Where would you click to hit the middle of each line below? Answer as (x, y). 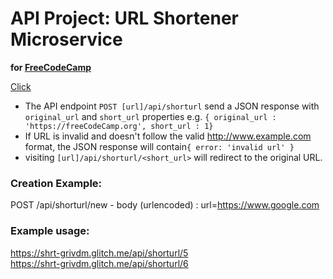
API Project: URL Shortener (124, 18)
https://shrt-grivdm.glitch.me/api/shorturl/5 (99, 253)
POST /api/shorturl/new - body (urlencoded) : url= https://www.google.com (165, 205)
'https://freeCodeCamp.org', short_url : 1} (119, 126)
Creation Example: (56, 183)
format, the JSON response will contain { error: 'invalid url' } (159, 146)
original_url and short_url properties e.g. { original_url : (150, 116)
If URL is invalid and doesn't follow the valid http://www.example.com (168, 136)
